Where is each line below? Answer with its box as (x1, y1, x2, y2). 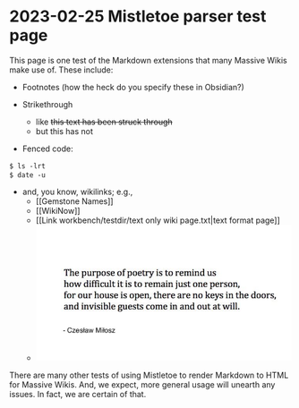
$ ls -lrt (9, 161, 47, 171)
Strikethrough (21, 98, 73, 109)
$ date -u (9, 170, 47, 180)
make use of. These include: (9, 64, 114, 75)
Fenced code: (21, 143, 73, 154)
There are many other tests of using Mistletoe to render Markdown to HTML (9, 370, 289, 381)
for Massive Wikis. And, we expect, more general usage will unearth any (9, 379, 276, 390)
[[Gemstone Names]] (35, 195, 114, 207)
